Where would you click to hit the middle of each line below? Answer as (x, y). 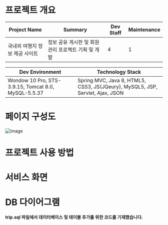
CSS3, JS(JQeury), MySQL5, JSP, (117, 87)
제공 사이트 (26, 53)
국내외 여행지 (22, 46)
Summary (75, 30)
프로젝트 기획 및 (76, 50)
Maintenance (144, 30)
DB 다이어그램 (32, 202)
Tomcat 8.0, (40, 87)
